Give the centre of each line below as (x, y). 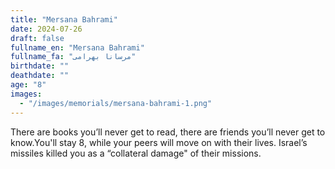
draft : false (37, 38)
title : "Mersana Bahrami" (64, 19)
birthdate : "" (40, 66)
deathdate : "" (40, 76)
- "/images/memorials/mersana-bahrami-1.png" (116, 103)
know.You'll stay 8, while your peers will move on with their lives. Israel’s (159, 142)
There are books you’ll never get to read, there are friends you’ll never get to (168, 132)
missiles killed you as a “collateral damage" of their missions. (136, 153)
